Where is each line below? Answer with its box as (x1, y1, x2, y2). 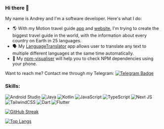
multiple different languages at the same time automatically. (12, 50, 134, 56)
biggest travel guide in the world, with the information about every (12, 32, 147, 38)
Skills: (5, 83, 21, 90)
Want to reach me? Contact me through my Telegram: (5, 70, 115, 76)
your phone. (12, 61, 37, 67)
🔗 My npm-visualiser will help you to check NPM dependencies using (12, 56, 154, 62)
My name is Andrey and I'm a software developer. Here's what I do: (5, 16, 142, 22)
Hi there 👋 (5, 4, 30, 11)
